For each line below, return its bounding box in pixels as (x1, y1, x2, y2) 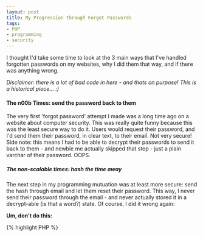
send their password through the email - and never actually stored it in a (6, 194, 187, 201)
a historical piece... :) (6, 85, 60, 92)
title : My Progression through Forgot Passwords (6, 15, 132, 21)
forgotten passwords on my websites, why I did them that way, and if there (6, 60, 193, 68)
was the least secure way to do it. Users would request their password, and (6, 126, 195, 133)
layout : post (6, 9, 40, 15)
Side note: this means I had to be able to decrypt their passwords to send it (6, 138, 194, 146)
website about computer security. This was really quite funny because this (6, 119, 193, 127)
